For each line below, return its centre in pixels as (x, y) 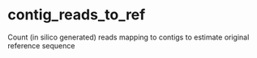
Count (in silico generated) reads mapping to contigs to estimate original (128, 37)
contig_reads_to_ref (77, 15)
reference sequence (41, 45)
